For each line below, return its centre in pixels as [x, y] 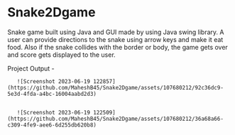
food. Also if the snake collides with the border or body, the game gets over [118, 47]
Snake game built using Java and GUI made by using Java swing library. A [116, 32]
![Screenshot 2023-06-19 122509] [66, 112]
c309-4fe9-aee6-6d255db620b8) [52, 125]
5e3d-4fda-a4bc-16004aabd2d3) [52, 94]
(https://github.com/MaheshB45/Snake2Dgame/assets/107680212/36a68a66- [115, 119]
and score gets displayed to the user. [61, 55]
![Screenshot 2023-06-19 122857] [66, 81]
